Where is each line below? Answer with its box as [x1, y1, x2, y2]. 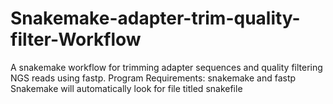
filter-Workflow [10, 28, 142, 51]
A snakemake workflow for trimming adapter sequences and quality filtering [10, 61, 323, 73]
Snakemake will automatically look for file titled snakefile [10, 82, 243, 94]
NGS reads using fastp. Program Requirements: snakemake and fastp [10, 72, 297, 84]
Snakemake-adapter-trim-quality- [10, 7, 301, 30]
